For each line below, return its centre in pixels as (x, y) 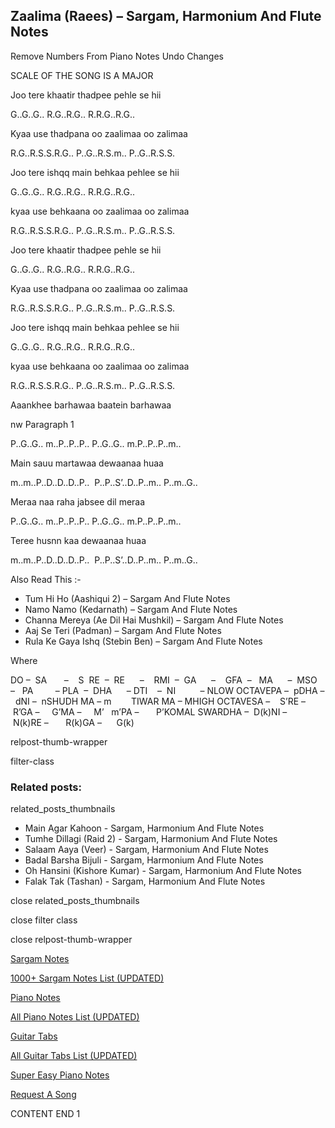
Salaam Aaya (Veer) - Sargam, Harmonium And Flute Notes (146, 850)
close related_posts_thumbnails (75, 901)
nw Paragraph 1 (42, 424)
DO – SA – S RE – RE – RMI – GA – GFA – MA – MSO (164, 680)
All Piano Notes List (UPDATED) (75, 1017)
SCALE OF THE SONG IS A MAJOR (82, 75)
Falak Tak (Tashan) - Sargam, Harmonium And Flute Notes (145, 881)
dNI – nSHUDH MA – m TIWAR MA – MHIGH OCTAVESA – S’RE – (160, 701)
